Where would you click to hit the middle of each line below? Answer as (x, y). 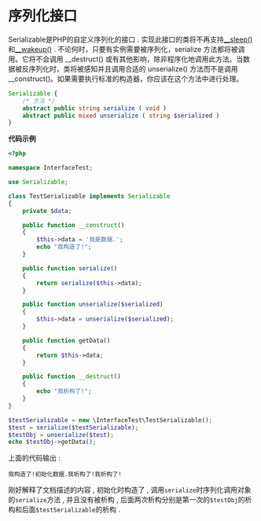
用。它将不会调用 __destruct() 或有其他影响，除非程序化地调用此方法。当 (126, 59)
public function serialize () (70, 268)
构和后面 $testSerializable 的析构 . (64, 510)
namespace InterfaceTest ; (50, 168)
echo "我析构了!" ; (64, 391)
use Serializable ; (38, 182)
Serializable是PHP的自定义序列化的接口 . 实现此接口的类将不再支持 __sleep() (130, 39)
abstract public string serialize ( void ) (95, 108)
